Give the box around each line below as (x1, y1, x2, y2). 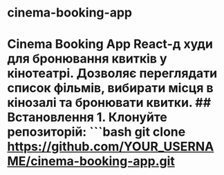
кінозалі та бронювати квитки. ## (7, 95, 212, 111)
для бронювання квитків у (7, 51, 167, 67)
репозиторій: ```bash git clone (7, 124, 186, 140)
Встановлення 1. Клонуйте (7, 110, 167, 125)
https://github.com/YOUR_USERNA (7, 139, 214, 154)
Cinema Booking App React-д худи (7, 37, 213, 52)
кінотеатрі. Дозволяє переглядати (7, 65, 218, 81)
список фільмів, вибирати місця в (7, 81, 214, 96)
